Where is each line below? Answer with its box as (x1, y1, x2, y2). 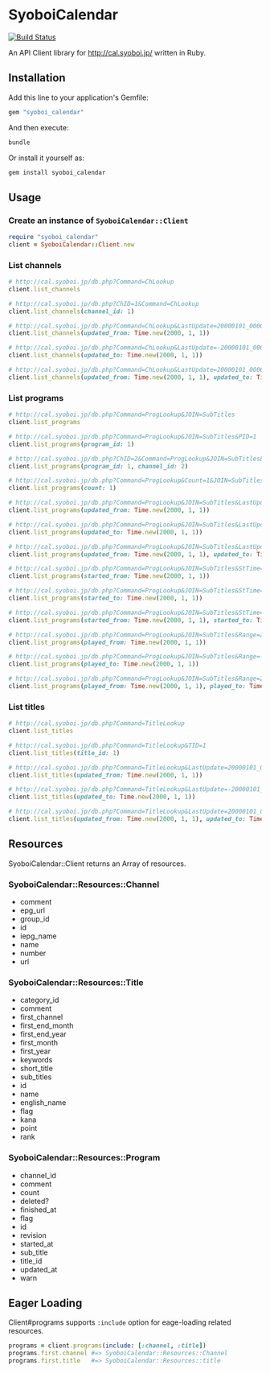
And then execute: (8, 122, 69, 132)
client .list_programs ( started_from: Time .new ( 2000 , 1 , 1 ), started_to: (8, 616, 253, 625)
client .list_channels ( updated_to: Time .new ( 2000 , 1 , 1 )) (8, 352, 203, 360)
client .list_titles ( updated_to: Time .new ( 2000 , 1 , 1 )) (8, 793, 196, 802)
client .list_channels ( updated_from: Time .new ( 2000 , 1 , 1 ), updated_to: (8, 373, 253, 381)
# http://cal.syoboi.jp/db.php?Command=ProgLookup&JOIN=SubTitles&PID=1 (8, 432, 257, 440)
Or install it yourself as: (8, 153, 84, 163)
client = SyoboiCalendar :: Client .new (8, 240, 135, 249)
